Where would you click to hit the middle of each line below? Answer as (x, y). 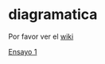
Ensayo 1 (23, 51)
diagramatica (53, 15)
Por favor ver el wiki (41, 36)
